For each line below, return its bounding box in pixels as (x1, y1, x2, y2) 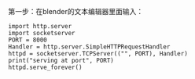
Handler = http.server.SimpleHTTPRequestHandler (8, 43, 171, 51)
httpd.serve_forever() (8, 63, 83, 71)
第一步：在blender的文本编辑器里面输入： (8, 7, 144, 16)
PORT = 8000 (8, 36, 47, 44)
